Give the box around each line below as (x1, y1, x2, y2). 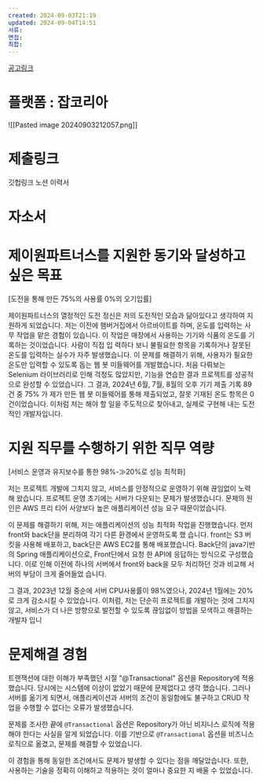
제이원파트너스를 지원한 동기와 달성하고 (8, 247, 246, 265)
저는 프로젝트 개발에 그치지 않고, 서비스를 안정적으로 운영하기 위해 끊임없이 (8, 484, 237, 494)
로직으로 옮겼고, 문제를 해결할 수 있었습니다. (8, 740, 143, 748)
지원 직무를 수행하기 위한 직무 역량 (8, 439, 214, 457)
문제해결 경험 (8, 646, 88, 664)
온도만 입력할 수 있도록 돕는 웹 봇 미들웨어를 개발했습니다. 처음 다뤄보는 (8, 360, 226, 369)
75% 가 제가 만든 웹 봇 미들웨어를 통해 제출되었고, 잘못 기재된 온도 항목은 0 (24, 390, 255, 399)
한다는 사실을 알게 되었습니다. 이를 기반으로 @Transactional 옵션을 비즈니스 (22, 729, 254, 739)
